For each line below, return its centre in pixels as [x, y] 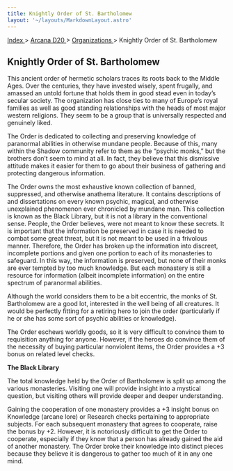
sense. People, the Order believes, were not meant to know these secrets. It [116, 224]
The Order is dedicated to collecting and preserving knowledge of [102, 136]
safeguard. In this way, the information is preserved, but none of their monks [117, 261]
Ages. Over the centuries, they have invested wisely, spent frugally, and [110, 86]
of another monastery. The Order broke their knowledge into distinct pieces [115, 447]
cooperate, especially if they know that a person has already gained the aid [115, 439]
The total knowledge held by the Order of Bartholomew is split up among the [117, 381]
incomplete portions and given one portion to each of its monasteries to [110, 253]
